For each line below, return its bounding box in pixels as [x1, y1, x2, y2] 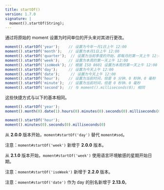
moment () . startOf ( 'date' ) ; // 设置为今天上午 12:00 [5, 72, 116, 76]
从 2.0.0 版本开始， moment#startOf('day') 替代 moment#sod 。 [5, 132, 127, 137]
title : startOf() [5, 7, 41, 12]
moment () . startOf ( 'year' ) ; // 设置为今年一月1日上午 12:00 [5, 44, 127, 49]
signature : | [5, 16, 32, 21]
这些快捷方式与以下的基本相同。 [5, 95, 69, 100]
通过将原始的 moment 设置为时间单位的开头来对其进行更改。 [5, 35, 127, 40]
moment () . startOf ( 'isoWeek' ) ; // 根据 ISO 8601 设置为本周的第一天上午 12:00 [5, 62, 158, 67]
